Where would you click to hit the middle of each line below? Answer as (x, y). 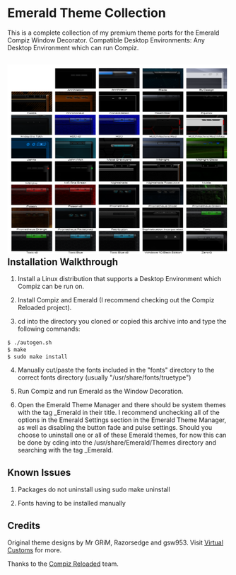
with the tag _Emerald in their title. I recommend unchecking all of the (119, 413)
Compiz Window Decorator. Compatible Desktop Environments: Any (106, 40)
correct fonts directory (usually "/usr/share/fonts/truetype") (104, 377)
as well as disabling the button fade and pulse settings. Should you (115, 428)
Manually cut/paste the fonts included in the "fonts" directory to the (116, 370)
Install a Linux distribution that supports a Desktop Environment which (119, 279)
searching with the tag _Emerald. (65, 450)
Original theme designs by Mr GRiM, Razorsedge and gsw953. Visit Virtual (116, 542)
